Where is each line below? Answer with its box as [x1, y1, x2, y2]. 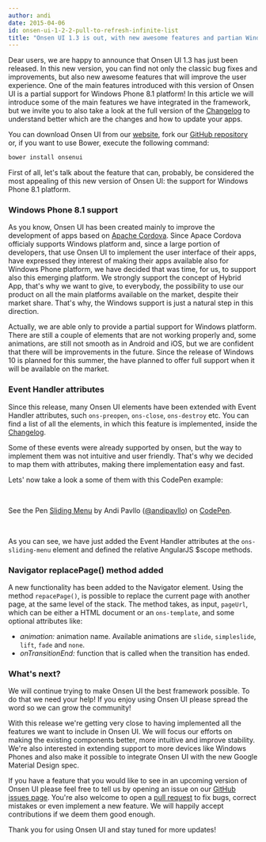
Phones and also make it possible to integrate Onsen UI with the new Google [8, 752, 258, 762]
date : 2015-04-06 [8, 19, 66, 27]
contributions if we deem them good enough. [8, 809, 156, 819]
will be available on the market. [8, 364, 109, 373]
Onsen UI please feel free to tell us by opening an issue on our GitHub [8, 784, 236, 794]
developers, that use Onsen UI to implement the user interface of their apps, [8, 247, 257, 258]
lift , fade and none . [19, 640, 85, 650]
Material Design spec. [8, 760, 80, 770]
